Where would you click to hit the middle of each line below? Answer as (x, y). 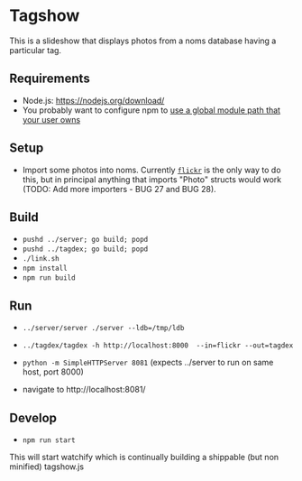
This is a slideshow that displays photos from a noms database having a (143, 41)
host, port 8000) (53, 372)
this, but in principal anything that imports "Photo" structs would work (152, 179)
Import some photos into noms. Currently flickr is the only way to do (151, 170)
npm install (45, 268)
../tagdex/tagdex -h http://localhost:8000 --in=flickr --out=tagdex (158, 346)
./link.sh (41, 259)
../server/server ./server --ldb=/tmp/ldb (103, 328)
